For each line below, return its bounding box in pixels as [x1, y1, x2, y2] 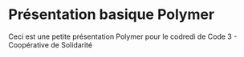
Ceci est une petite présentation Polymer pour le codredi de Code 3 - [8, 32, 238, 41]
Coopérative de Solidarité [8, 40, 93, 49]
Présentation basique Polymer [8, 6, 215, 24]
